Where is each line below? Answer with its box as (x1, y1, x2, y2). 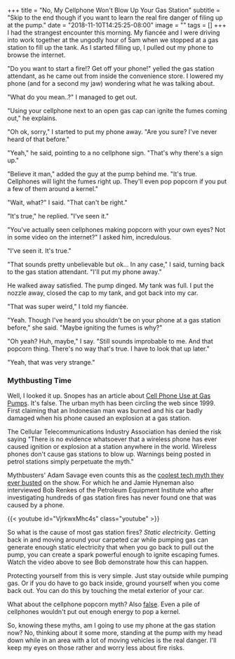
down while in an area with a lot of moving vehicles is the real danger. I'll (7, 636, 217, 645)
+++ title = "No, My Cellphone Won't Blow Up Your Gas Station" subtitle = (7, 6, 221, 14)
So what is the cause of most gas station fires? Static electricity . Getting (7, 528, 216, 537)
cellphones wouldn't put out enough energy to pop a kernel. (7, 608, 181, 616)
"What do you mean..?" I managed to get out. (7, 93, 137, 101)
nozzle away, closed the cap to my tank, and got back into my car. (7, 289, 199, 297)
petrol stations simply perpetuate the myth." (7, 457, 135, 466)
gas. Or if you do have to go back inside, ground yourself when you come (7, 579, 220, 587)
